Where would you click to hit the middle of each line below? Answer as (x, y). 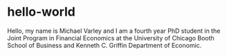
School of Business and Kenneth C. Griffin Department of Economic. (105, 45)
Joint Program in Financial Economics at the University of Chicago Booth (111, 38)
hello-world (42, 12)
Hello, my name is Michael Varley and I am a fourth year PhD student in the (114, 31)
